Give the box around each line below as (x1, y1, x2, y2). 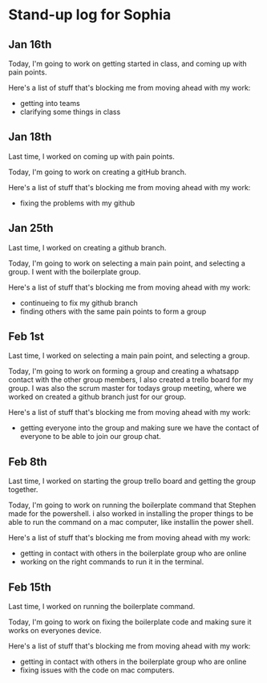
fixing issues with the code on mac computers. (19, 665, 175, 675)
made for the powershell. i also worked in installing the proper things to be (8, 509, 254, 518)
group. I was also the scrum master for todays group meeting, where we (8, 384, 247, 393)
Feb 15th (8, 580, 52, 594)
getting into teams (19, 99, 80, 108)
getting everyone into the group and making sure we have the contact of (19, 423, 260, 433)
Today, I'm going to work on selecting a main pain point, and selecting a (8, 258, 246, 268)
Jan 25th (8, 222, 54, 235)
